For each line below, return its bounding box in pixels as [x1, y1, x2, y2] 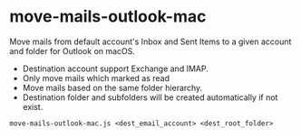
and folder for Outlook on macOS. [9, 45, 136, 56]
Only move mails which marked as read [22, 72, 170, 83]
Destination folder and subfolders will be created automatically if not [22, 92, 278, 103]
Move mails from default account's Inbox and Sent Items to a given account [9, 36, 292, 47]
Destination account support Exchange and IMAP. [22, 63, 209, 74]
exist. [22, 101, 44, 112]
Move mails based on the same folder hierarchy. [22, 82, 203, 93]
